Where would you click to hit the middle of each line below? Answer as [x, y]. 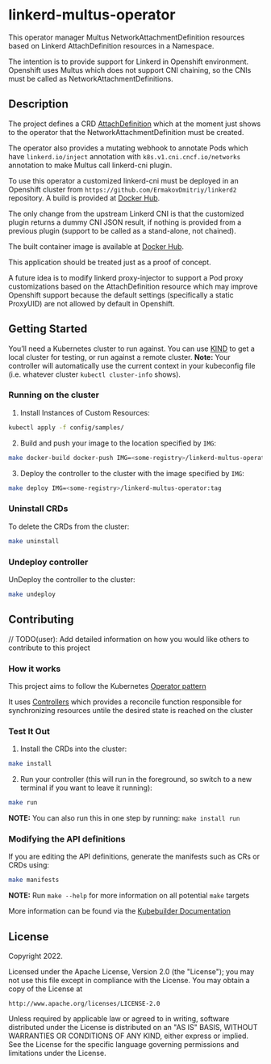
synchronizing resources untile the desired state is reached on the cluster [131, 710]
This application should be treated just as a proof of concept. [110, 262]
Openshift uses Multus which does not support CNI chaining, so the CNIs [130, 70]
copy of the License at [46, 989]
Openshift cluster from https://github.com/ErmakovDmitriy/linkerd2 [123, 189]
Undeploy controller [48, 562]
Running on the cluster [54, 395]
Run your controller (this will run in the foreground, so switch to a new [136, 779]
